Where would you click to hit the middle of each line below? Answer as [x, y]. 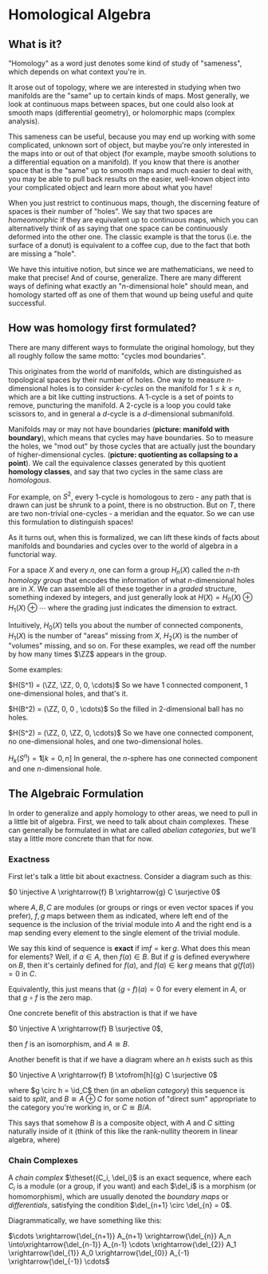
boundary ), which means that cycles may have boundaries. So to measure [131, 437]
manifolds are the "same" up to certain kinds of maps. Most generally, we [129, 96]
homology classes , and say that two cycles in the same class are [116, 471]
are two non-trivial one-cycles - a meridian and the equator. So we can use [132, 514]
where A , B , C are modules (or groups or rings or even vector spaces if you [131, 908]
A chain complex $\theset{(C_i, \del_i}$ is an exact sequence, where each [130, 1177]
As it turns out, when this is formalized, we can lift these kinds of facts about [134, 538]
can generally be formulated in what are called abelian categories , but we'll [132, 830]
